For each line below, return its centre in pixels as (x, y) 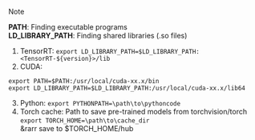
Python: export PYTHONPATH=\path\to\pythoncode (100, 103)
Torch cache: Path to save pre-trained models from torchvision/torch (133, 112)
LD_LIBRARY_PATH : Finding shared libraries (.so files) (98, 36)
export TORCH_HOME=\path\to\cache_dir (85, 121)
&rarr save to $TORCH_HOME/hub (77, 128)
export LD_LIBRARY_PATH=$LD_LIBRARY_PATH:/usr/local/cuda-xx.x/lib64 (127, 88)
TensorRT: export (49, 51)
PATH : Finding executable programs (68, 27)
